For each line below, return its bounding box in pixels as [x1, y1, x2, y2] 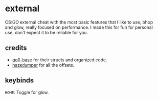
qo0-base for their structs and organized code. [12, 57, 107, 63]
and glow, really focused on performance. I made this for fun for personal [5, 24, 153, 30]
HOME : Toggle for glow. [5, 89, 49, 95]
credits [5, 44, 27, 52]
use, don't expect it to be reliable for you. [5, 29, 88, 35]
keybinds [5, 76, 34, 85]
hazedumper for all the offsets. [12, 62, 74, 68]
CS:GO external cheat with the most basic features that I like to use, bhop [5, 19, 153, 25]
